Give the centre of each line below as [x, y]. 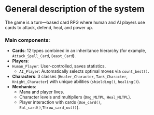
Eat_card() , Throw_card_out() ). [49, 107]
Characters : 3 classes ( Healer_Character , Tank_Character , [70, 77]
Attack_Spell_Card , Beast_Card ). [44, 56]
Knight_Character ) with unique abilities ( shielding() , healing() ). [76, 82]
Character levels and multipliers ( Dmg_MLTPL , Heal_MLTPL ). [75, 97]
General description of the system [75, 9]
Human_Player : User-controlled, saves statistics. [59, 66]
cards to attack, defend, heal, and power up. [49, 27]
